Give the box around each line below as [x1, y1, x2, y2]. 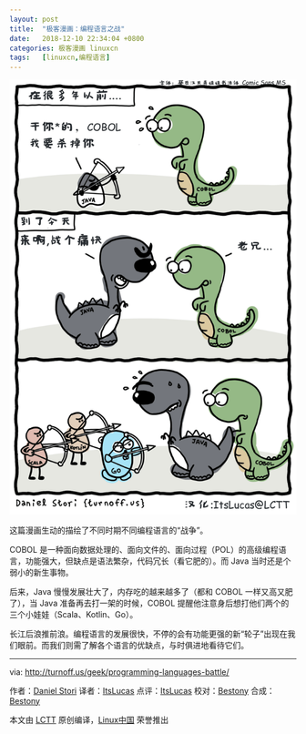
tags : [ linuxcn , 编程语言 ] [9, 53, 111, 63]
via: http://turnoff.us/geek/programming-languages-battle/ [9, 666, 229, 678]
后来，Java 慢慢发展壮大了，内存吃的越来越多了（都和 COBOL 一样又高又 [9, 586, 285, 596]
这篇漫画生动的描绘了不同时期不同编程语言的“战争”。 [9, 525, 209, 535]
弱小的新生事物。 [9, 566, 74, 577]
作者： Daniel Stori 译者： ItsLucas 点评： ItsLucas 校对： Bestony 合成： [9, 685, 275, 696]
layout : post [9, 15, 59, 24]
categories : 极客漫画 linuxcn [9, 44, 118, 53]
